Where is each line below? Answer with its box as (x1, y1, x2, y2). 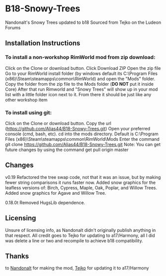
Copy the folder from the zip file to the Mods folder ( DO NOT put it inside (5, 81, 154, 87)
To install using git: (5, 109, 52, 116)
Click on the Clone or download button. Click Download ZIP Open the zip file (5, 65, 161, 71)
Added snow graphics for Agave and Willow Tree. (5, 190, 107, 196)
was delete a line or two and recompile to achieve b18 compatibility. (5, 237, 143, 243)
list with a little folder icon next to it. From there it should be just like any (5, 91, 152, 97)
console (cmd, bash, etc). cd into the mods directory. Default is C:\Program (5, 131, 159, 137)
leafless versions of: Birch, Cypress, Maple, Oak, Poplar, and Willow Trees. (5, 184, 158, 191)
